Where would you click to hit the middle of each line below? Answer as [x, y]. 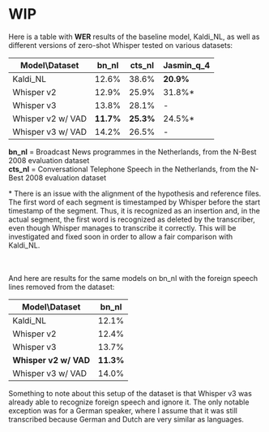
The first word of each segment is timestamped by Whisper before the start [134, 202]
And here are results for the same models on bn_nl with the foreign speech [133, 278]
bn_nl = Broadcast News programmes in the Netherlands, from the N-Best [132, 152]
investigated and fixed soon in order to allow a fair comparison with [121, 236]
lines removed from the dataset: [62, 287]
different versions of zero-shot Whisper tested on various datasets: [121, 45]
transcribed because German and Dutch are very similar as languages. [126, 419]
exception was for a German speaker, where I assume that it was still [123, 410]
